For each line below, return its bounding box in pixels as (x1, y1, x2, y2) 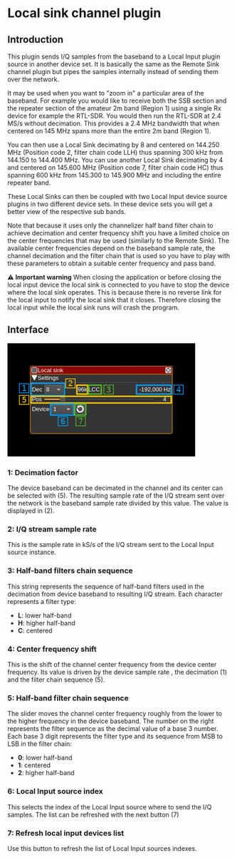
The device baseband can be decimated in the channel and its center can (7, 483, 223, 493)
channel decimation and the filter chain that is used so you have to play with (7, 252, 231, 260)
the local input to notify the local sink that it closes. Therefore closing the (7, 296, 221, 304)
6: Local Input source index (7, 787, 103, 797)
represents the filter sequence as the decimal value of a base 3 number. (7, 725, 218, 733)
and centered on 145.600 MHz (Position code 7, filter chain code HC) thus (7, 163, 224, 172)
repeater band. (7, 178, 51, 187)
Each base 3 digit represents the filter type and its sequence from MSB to (7, 732, 223, 741)
